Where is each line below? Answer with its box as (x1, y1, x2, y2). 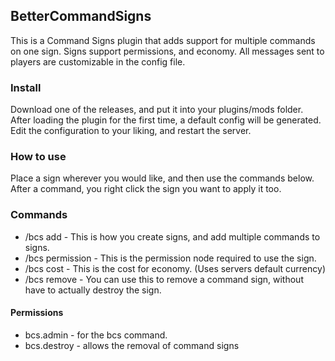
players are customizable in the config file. (10, 55, 186, 68)
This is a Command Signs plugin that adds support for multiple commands (10, 34, 316, 46)
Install (10, 80, 42, 94)
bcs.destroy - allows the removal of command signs (24, 339, 240, 351)
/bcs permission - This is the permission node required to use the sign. (24, 252, 317, 264)
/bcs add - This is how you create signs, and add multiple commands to (24, 230, 321, 243)
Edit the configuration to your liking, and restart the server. (10, 125, 252, 137)
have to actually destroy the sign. (24, 284, 162, 296)
